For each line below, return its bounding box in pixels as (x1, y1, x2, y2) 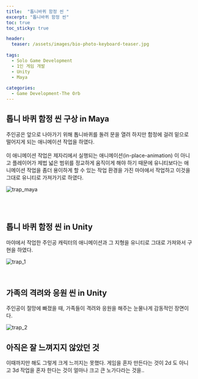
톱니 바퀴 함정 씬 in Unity (6, 222, 93, 232)
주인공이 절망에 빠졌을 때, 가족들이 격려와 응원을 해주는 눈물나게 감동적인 (6, 305, 173, 312)
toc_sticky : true (6, 25, 49, 31)
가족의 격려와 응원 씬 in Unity (6, 287, 108, 298)
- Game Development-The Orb (11, 91, 81, 97)
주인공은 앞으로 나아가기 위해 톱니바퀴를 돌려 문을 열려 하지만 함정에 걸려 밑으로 (6, 130, 189, 138)
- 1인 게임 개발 (11, 63, 46, 69)
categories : (6, 85, 35, 92)
